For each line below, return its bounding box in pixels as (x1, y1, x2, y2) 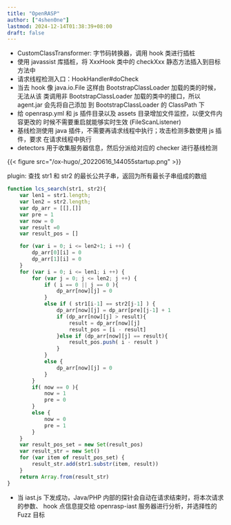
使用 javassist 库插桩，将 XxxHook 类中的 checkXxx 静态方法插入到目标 (17, 58, 221, 66)
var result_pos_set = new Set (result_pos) (19, 442, 143, 449)
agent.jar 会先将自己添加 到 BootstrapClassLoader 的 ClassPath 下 (17, 101, 205, 109)
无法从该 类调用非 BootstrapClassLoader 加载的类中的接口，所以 (17, 92, 201, 101)
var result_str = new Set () (19, 448, 100, 455)
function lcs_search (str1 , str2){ (7, 185, 107, 193)
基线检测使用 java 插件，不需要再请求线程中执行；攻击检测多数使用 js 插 (17, 127, 222, 135)
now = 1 (43, 390, 67, 397)
